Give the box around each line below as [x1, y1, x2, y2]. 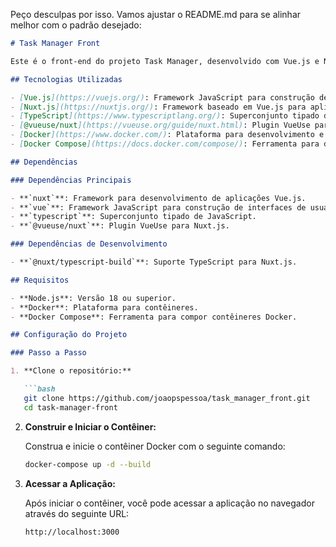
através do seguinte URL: [24, 507, 130, 519]
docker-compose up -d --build [24, 459, 152, 469]
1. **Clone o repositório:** [10, 366, 132, 376]
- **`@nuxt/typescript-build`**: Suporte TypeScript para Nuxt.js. [10, 257, 298, 267]
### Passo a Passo [10, 348, 87, 358]
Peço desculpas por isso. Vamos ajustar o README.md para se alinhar [10, 9, 302, 20]
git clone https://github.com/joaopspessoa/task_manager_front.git [23, 393, 311, 403]
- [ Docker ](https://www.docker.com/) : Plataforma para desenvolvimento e [10, 130, 325, 140]
